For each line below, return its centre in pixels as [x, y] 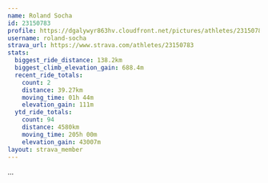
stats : [18, 53]
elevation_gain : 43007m [62, 142]
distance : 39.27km [52, 90]
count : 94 [38, 120]
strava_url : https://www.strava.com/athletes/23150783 [101, 46]
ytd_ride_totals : [44, 113]
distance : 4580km [51, 127]
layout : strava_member [45, 149]
